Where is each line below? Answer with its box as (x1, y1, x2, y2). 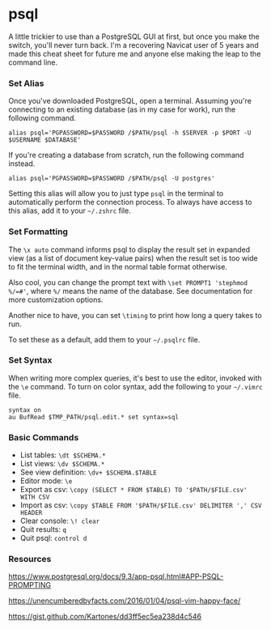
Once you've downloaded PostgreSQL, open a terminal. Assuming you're (8, 96, 252, 106)
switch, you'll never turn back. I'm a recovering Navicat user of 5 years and (8, 40, 259, 49)
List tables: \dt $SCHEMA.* (19, 450, 107, 460)
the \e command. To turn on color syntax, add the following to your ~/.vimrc (8, 381, 263, 391)
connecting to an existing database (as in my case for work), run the (8, 104, 236, 114)
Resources (8, 554, 52, 565)
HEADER (19, 509, 43, 517)
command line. (8, 57, 58, 67)
